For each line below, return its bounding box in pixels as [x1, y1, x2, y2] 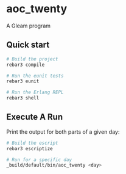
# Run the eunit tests [6, 73, 64, 79]
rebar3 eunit [6, 78, 40, 84]
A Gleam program [6, 22, 51, 29]
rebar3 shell [6, 95, 40, 101]
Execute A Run [6, 112, 63, 122]
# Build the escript [6, 140, 59, 146]
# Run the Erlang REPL [6, 89, 64, 96]
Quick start [6, 40, 50, 50]
